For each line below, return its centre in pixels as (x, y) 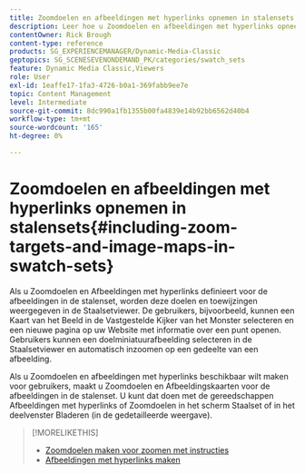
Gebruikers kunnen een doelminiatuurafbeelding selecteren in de (131, 339)
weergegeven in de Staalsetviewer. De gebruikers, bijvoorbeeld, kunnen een (152, 311)
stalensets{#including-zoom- (123, 227)
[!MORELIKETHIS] (65, 432)
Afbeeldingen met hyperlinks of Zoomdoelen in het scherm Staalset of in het (152, 405)
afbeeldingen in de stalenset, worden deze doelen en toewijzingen (134, 301)
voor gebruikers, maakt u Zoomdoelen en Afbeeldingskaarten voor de (140, 386)
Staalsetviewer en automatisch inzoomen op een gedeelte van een (134, 349)
